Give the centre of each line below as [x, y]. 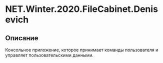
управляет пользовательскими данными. [49, 55]
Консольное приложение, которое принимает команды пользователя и [82, 50]
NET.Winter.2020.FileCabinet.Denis [82, 9]
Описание [22, 38]
